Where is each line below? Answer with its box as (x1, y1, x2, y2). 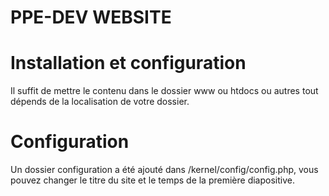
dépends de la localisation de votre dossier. (10, 96, 190, 108)
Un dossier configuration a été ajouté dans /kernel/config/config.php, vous (10, 164, 319, 176)
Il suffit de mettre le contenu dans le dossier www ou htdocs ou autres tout (10, 85, 319, 97)
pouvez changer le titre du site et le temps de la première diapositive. (10, 174, 295, 186)
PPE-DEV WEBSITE (10, 6, 172, 29)
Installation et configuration (10, 52, 247, 75)
